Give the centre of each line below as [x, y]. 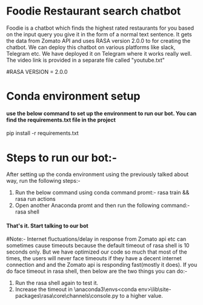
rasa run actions [35, 199]
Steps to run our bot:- [62, 158]
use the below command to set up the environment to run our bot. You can [101, 113]
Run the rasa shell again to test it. [57, 283]
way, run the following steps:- [43, 181]
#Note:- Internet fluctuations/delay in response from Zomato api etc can [96, 239]
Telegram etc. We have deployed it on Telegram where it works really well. [99, 53]
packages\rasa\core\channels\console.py [67, 296]
